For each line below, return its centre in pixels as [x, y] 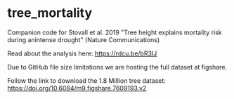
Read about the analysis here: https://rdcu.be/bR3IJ [82, 53]
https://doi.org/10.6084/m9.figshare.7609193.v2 [77, 88]
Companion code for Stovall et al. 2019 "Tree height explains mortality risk [115, 32]
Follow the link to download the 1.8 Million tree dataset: [87, 80]
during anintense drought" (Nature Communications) [84, 39]
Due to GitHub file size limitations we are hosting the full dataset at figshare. [117, 67]
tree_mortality [50, 13]
